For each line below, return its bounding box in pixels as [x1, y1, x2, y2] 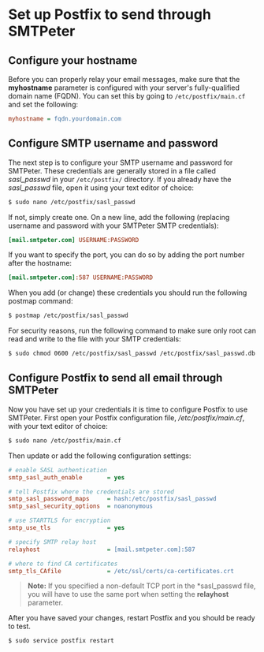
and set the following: [8, 100, 79, 109]
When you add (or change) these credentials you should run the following [8, 288, 247, 297]
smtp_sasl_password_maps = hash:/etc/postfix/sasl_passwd [8, 495, 217, 503]
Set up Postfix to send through [8, 6, 211, 24]
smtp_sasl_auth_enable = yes [8, 473, 125, 482]
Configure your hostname [8, 54, 138, 67]
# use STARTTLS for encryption [8, 516, 111, 525]
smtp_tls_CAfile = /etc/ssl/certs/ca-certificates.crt [8, 567, 235, 575]
